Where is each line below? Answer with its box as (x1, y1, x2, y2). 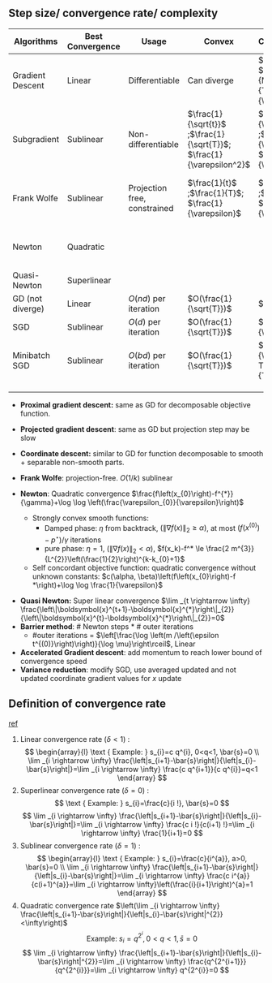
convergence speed (19, 656, 87, 666)
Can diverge (187, 75, 235, 86)
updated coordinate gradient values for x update (19, 673, 182, 683)
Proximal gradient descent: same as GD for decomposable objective (19, 399, 251, 409)
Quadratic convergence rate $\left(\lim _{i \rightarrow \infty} (19, 900, 220, 910)
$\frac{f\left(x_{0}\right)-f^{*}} (131, 489, 234, 498)
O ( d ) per (128, 316, 161, 327)
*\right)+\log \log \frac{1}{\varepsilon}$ (32, 580, 164, 589)
